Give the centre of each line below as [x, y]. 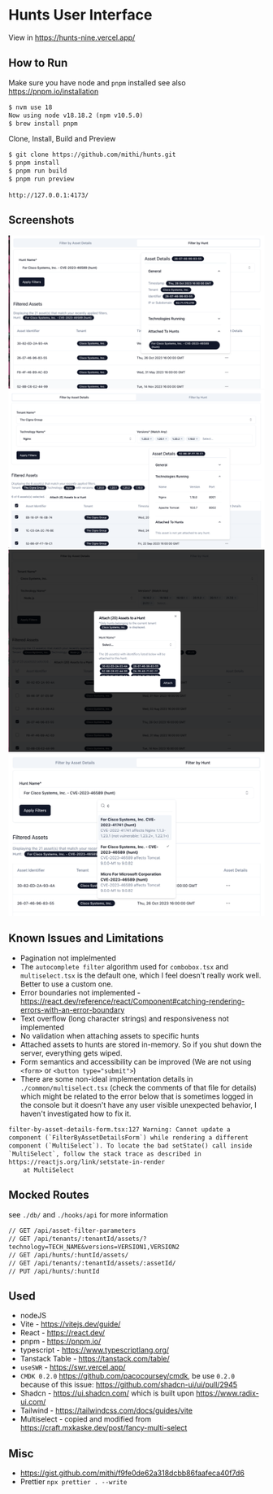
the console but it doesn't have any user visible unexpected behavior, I [139, 1104]
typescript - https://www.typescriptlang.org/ [94, 1350]
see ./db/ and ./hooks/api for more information [88, 1214]
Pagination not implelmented [68, 958]
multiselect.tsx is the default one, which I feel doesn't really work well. [141, 975]
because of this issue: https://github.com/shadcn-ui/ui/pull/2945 [129, 1385]
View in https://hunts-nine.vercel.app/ [72, 37]
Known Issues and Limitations [86, 938]
